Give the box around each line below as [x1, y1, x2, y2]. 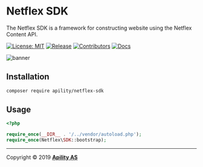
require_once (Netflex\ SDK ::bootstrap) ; [6, 137, 107, 143]
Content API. [6, 30, 38, 38]
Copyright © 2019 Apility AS [6, 154, 78, 161]
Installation [6, 71, 50, 82]
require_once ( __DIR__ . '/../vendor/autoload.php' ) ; [6, 131, 142, 137]
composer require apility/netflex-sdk [6, 88, 104, 94]
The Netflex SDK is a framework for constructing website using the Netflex [6, 24, 192, 31]
